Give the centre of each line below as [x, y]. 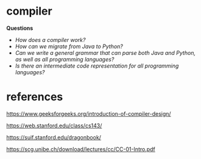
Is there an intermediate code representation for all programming [97, 66]
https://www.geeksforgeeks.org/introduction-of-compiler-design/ [89, 113]
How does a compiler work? [50, 40]
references [35, 97]
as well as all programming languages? [65, 59]
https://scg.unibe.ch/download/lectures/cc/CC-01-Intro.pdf [81, 149]
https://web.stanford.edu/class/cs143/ [54, 125]
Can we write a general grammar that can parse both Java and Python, [105, 52]
